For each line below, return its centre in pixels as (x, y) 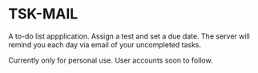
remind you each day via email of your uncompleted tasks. (105, 44)
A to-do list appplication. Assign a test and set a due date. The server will (129, 36)
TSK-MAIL (43, 14)
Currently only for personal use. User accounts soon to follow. (111, 60)
